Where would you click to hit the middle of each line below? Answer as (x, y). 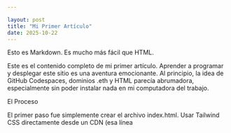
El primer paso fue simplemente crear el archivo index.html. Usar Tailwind (113, 115)
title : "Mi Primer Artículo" (50, 26)
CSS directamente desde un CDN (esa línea (70, 123)
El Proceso (23, 102)
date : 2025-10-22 (33, 33)
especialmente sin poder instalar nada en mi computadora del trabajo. (108, 88)
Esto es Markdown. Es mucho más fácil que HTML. (80, 52)
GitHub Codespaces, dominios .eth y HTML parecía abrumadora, (101, 81)
